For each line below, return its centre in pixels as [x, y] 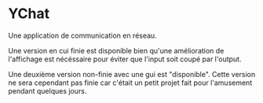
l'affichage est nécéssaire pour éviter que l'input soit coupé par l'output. [125, 59]
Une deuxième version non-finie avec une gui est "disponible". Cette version [132, 74]
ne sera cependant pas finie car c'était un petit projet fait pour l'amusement [130, 83]
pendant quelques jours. [47, 90]
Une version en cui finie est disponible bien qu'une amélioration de [116, 50]
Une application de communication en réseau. [82, 35]
